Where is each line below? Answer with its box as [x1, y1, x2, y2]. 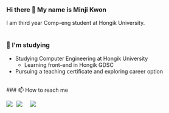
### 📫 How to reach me [6, 86, 69, 94]
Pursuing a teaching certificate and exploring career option [15, 67, 163, 75]
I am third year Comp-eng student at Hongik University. [6, 19, 145, 27]
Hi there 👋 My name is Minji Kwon [6, 5, 107, 14]
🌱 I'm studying [6, 41, 50, 49]
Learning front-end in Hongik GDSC [24, 61, 114, 69]
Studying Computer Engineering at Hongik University [15, 55, 148, 62]
